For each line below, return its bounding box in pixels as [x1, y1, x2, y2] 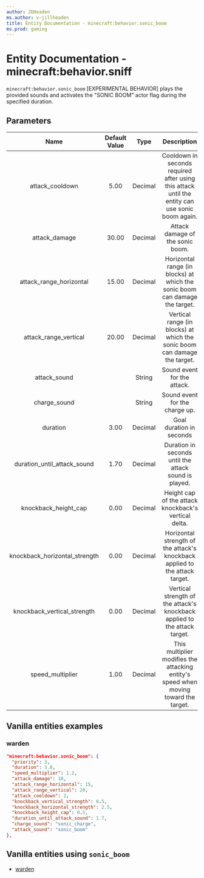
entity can [165, 197, 194, 205]
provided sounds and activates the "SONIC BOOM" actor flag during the [6, 92, 187, 99]
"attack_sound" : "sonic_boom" [12, 827, 88, 833]
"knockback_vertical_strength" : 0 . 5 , [12, 798, 107, 804]
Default [104, 134, 127, 142]
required [168, 166, 192, 175]
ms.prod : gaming [6, 26, 47, 32]
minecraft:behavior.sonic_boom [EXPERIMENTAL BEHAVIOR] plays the [6, 85, 183, 92]
